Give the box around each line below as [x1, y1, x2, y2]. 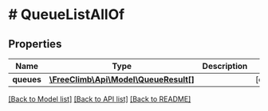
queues [12, 74, 42, 85]
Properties [8, 37, 62, 51]
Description [202, 61, 248, 71]
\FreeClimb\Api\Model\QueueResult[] [49, 74, 195, 85]
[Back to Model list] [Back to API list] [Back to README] [8, 94, 191, 104]
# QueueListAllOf [8, 6, 125, 24]
